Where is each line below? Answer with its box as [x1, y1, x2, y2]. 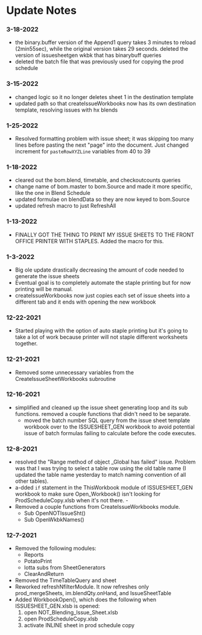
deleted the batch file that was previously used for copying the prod [14, 58, 184, 65]
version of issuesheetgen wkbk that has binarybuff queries [14, 52, 162, 59]
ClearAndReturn [24, 570, 65, 578]
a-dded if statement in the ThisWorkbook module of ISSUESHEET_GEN [14, 484, 193, 491]
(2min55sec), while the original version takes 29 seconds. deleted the [14, 45, 189, 53]
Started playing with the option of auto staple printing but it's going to [14, 327, 188, 334]
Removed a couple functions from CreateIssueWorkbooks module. [14, 503, 180, 511]
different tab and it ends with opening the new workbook [14, 298, 156, 305]
